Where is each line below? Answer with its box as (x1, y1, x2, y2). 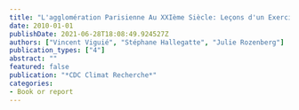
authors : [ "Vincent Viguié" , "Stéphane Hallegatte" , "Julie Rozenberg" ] (9, 37, 285, 47)
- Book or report (9, 87, 74, 96)
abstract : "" (9, 54, 58, 63)
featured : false (9, 63, 69, 72)
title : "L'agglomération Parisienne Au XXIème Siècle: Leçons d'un (9, 12, 265, 22)
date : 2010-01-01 (9, 21, 74, 30)
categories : (9, 79, 53, 88)
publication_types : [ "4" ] (9, 46, 105, 55)
